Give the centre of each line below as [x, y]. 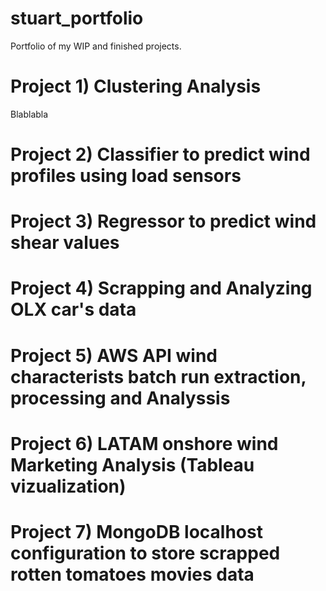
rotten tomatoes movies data [132, 574]
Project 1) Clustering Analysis [136, 86]
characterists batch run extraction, [158, 376]
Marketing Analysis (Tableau [132, 464]
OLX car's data [73, 309]
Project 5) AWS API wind [114, 355]
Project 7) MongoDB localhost [136, 532]
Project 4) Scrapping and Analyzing [161, 288]
